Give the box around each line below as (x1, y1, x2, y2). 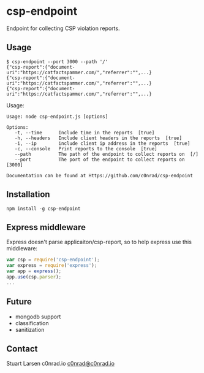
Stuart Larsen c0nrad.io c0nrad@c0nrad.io (6, 360, 115, 367)
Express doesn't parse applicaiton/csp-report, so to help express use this (6, 238, 192, 246)
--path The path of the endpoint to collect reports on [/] (14, 151, 199, 157)
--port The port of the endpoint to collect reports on (14, 156, 185, 163)
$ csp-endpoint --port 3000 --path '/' (6, 58, 108, 65)
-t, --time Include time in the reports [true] (14, 129, 155, 136)
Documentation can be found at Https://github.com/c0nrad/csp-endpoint (6, 172, 193, 179)
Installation (6, 189, 50, 200)
